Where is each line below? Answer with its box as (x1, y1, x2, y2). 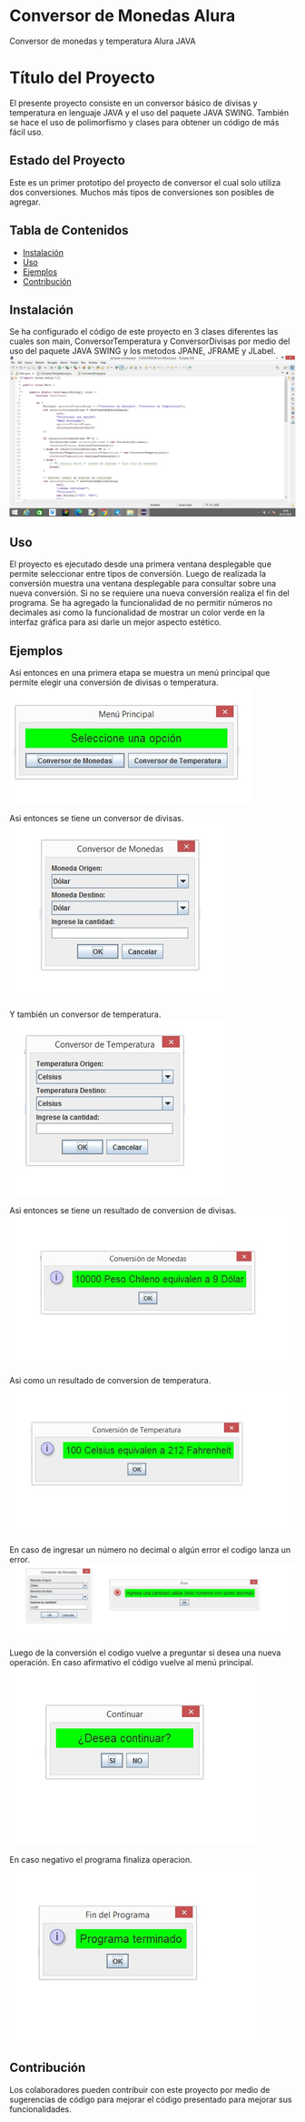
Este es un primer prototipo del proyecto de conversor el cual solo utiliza (9, 176, 281, 187)
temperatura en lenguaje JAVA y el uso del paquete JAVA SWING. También (9, 106, 290, 118)
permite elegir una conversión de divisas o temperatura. (9, 677, 220, 688)
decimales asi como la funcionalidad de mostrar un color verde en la (9, 607, 265, 618)
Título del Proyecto (9, 67, 156, 88)
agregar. (9, 196, 41, 207)
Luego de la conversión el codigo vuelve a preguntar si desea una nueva (9, 1647, 281, 1658)
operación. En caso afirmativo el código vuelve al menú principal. (9, 1656, 254, 1667)
